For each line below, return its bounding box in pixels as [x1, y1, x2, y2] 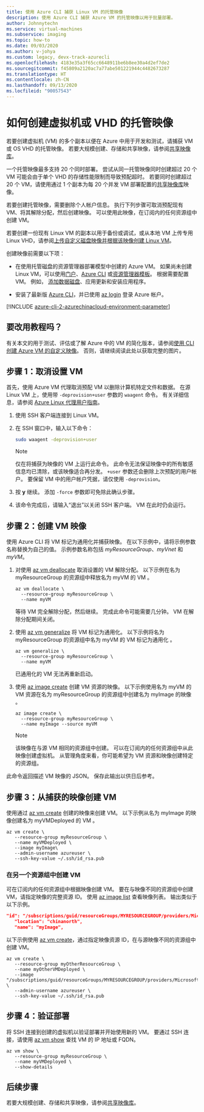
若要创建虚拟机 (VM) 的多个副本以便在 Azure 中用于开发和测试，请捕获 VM [6, 137, 193, 145]
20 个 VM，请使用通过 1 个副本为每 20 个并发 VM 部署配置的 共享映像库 [6, 180, 184, 188]
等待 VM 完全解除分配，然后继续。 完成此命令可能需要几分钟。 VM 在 [15, 608, 189, 616]
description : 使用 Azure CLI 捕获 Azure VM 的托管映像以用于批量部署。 [6, 15, 176, 21]
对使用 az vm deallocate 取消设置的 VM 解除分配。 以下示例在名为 [15, 566, 180, 574]
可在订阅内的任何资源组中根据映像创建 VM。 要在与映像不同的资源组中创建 [6, 885, 194, 893]
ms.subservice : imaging [6, 32, 67, 38]
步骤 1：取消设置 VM [6, 366, 83, 377]
